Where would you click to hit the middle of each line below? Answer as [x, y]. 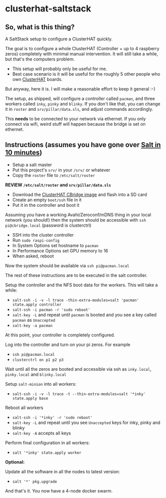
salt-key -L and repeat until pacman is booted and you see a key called [84, 315]
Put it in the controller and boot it [46, 205]
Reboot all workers [24, 408]
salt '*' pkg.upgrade [34, 482]
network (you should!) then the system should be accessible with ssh [76, 220]
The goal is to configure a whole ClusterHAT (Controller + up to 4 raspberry [82, 48]
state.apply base [30, 398]
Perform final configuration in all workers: [48, 442]
